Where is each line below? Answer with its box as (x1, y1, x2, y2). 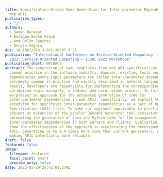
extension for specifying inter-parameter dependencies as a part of (9, 102, 153, 107)
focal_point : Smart (9, 156, 49, 161)
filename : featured (9, 151, 49, 156)
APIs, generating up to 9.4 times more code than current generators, (9, 129, 155, 134)
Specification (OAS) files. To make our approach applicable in (9, 106, 142, 112)
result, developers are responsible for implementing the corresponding (9, 83, 160, 89)
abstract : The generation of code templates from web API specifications (5, 66, 158, 71)
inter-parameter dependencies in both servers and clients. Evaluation (9, 120, 158, 125)
